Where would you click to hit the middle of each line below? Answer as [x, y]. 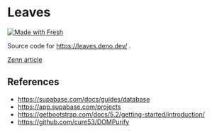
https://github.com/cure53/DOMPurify [73, 122]
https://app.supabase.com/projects [69, 107]
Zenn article [25, 59]
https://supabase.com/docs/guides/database [84, 99]
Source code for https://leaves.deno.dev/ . [69, 46]
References [33, 82]
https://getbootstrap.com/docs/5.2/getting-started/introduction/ [111, 114]
